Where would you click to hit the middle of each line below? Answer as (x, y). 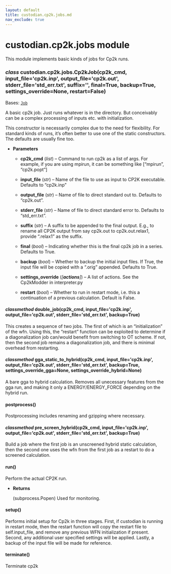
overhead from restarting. (32, 348)
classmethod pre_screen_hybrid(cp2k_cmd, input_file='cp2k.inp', (77, 427)
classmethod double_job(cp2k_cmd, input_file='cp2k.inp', (69, 310)
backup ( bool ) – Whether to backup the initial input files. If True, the (92, 261)
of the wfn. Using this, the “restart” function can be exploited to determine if (86, 332)
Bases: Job (17, 102)
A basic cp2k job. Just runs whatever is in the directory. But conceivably (81, 113)
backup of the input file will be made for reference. (59, 543)
